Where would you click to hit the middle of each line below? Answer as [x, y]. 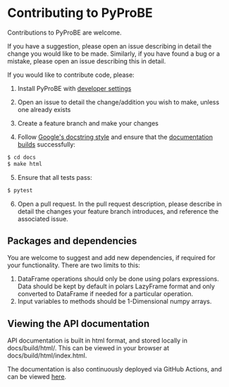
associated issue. [43, 219]
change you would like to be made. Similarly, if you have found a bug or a [114, 54]
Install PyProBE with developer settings [74, 88]
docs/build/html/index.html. [47, 356]
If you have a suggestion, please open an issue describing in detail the [110, 46]
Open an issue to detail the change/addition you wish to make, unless [118, 102]
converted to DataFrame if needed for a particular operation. [105, 294]
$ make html [25, 164]
